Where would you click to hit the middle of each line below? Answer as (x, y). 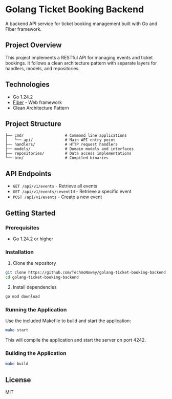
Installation (20, 252)
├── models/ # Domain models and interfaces (70, 149)
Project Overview (34, 45)
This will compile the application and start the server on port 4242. (76, 340)
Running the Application (36, 309)
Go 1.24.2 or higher (33, 239)
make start (17, 330)
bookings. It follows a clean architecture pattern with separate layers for (81, 63)
